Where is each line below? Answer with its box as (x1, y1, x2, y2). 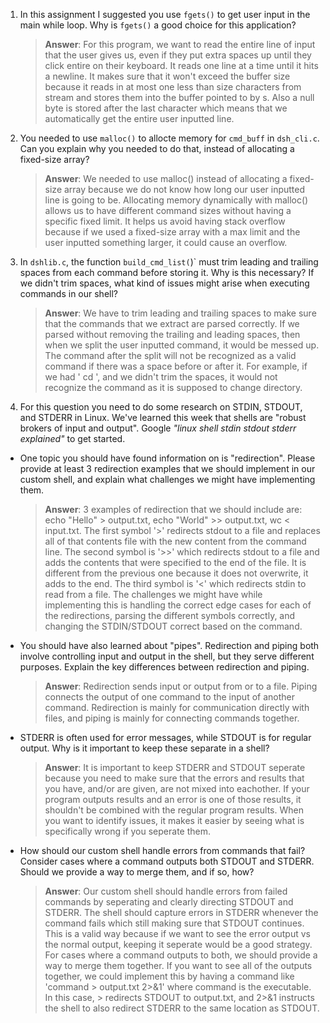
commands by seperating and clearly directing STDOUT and (44, 896, 294, 908)
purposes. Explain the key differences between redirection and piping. (19, 661, 310, 673)
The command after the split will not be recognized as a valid (44, 350, 297, 361)
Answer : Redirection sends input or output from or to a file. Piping (44, 680, 318, 692)
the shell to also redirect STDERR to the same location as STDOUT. (44, 1002, 320, 1014)
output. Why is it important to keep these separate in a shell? (19, 742, 270, 754)
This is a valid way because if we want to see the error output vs (44, 928, 311, 939)
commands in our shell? (19, 288, 118, 299)
